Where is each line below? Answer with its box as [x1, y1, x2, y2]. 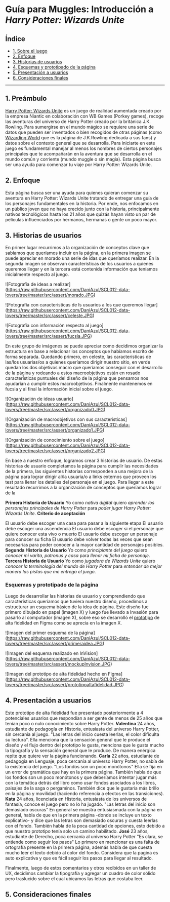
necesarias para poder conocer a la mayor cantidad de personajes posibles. [5, 542, 164, 548]
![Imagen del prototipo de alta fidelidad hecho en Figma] [5, 671, 123, 677]
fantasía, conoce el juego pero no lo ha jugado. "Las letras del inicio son [5, 801, 156, 807]
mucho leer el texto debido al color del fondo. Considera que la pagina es [5, 849, 158, 855]
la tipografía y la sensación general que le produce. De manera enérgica [5, 747, 156, 753]
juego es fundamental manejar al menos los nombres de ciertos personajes [5, 145, 162, 151]
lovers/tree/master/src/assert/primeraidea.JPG [5, 640, 103, 646]
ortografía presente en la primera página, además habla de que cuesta [5, 844, 152, 850]
